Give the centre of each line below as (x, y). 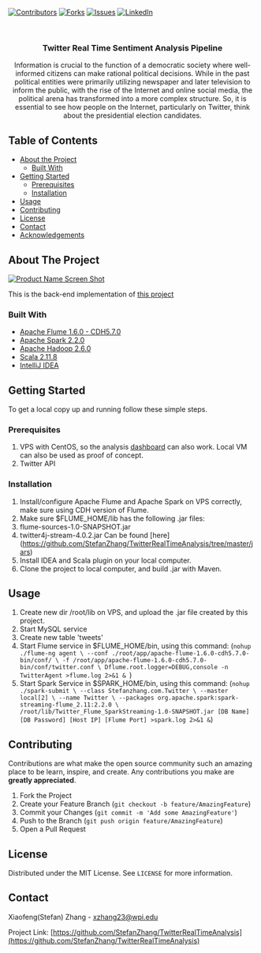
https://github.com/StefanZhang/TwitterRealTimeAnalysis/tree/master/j (138, 543)
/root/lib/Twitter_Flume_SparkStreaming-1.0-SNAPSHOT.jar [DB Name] (134, 712)
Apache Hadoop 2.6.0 (55, 348)
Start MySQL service (53, 629)
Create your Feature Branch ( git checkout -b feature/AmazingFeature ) (135, 804)
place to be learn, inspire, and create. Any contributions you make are (121, 772)
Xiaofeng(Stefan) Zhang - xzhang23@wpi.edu (83, 917)
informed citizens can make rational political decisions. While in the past (132, 73)
